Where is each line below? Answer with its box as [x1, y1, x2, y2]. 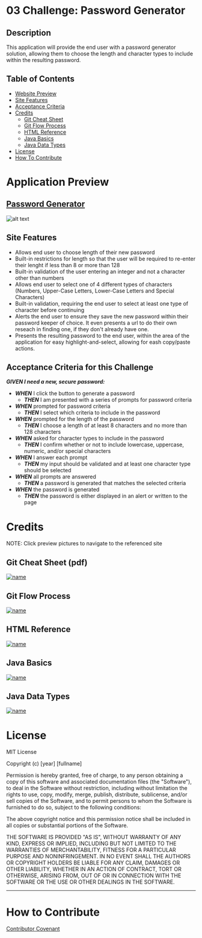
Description [6, 28, 51, 38]
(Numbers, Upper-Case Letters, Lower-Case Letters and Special [14, 287, 174, 294]
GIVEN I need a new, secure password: [6, 378, 105, 385]
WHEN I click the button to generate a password [14, 390, 135, 397]
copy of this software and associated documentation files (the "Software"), [6, 778, 192, 785]
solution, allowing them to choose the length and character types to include [6, 50, 194, 57]
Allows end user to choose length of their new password [14, 249, 155, 256]
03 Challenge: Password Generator [6, 4, 186, 17]
